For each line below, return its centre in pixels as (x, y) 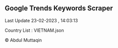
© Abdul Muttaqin (23, 40)
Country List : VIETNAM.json (34, 30)
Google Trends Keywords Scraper (59, 8)
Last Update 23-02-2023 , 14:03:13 (41, 20)
